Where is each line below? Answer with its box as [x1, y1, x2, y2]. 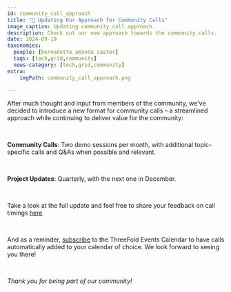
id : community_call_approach [7, 10, 91, 17]
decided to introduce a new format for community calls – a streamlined [7, 106, 208, 115]
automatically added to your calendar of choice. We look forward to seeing [7, 243, 219, 251]
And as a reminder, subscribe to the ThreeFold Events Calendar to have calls [7, 235, 225, 244]
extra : [7, 68, 26, 75]
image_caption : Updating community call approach [7, 23, 153, 30]
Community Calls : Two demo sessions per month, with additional [7, 141, 194, 149]
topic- [194, 141, 212, 149]
